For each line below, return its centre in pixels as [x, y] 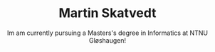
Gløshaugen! [107, 40]
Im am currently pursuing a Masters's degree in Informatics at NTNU [107, 33]
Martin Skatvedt [107, 13]
